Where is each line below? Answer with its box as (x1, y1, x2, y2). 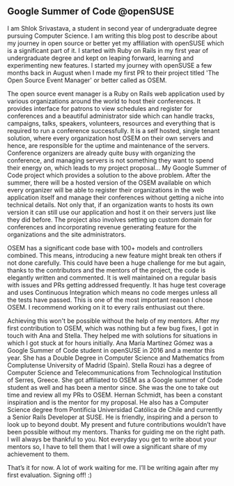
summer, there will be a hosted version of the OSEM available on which (7, 178, 211, 187)
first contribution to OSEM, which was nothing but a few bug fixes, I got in (7, 324, 219, 332)
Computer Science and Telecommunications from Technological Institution (7, 368, 221, 377)
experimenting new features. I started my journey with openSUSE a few (7, 61, 212, 69)
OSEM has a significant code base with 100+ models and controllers (7, 243, 203, 252)
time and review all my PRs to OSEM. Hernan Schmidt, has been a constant (7, 390, 223, 399)
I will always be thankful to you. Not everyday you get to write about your (7, 435, 217, 443)
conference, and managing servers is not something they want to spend (7, 156, 214, 165)
